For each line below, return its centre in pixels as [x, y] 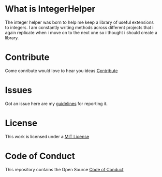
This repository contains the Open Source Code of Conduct [64, 169]
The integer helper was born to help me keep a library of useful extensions [79, 22]
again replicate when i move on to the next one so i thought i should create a [81, 32]
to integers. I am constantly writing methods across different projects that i [79, 27]
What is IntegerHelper [50, 9]
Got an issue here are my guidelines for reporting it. [56, 103]
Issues [19, 90]
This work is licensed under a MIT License [47, 136]
